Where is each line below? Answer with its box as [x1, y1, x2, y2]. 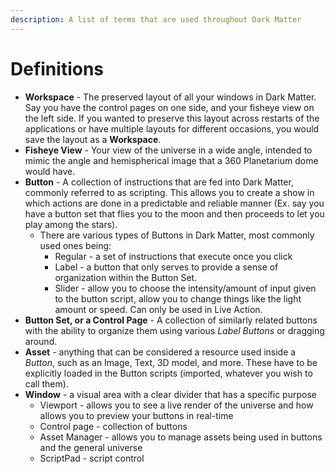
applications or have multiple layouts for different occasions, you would [24, 122, 320, 135]
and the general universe [39, 441, 143, 453]
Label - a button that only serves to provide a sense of [54, 261, 279, 273]
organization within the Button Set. [54, 271, 198, 283]
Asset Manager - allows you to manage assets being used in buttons [39, 431, 323, 443]
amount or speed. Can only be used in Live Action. [54, 303, 263, 315]
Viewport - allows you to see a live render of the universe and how [39, 399, 314, 411]
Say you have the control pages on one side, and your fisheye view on [24, 101, 315, 113]
